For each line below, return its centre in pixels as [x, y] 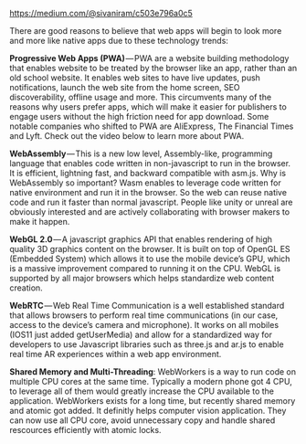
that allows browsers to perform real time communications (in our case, [144, 315]
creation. [26, 288]
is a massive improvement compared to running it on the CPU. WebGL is [145, 268]
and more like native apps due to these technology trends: [119, 41]
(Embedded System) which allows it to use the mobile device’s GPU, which [150, 259]
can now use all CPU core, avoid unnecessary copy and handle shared [142, 420]
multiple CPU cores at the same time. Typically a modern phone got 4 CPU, [151, 381]
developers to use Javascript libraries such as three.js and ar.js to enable [147, 344]
